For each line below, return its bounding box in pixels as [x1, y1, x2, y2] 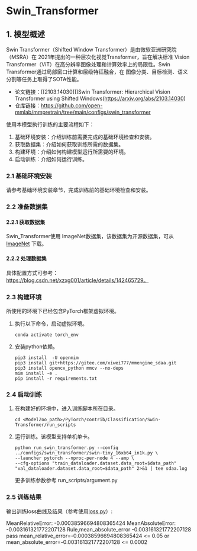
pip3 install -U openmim [14, 354, 79, 361]
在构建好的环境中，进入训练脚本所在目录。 [14, 405, 119, 412]
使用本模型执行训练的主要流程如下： [6, 121, 95, 128]
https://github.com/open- [40, 102, 103, 109]
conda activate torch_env [14, 332, 79, 338]
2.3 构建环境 [6, 293, 42, 301]
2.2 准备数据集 [6, 203, 48, 211]
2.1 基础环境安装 [6, 172, 52, 180]
